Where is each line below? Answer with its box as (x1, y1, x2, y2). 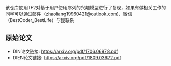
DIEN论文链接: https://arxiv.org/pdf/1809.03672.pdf (12, 54, 121, 60)
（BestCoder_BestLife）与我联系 (5, 17, 74, 23)
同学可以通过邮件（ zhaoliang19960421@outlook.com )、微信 (5, 11, 133, 17)
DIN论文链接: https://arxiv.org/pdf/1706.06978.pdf (12, 48, 118, 54)
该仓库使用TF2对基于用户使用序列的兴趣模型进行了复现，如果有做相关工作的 (5, 5, 166, 10)
